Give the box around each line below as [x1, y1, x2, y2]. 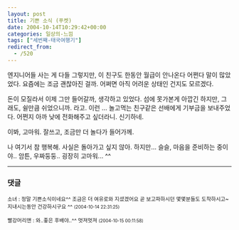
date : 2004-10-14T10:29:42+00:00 [7, 23, 107, 31]
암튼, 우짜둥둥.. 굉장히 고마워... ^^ [18, 151, 112, 160]
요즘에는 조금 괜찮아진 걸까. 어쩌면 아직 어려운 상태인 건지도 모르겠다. [22, 79, 214, 88]
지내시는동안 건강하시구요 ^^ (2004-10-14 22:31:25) [7, 204, 120, 211]
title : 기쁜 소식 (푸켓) [7, 17, 73, 24]
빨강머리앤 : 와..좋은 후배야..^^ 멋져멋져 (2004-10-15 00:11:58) [7, 217, 144, 224]
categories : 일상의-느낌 [7, 30, 73, 38]
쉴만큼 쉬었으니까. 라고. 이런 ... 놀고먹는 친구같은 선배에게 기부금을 [22, 103, 206, 112]
